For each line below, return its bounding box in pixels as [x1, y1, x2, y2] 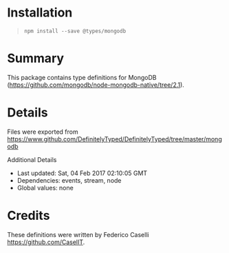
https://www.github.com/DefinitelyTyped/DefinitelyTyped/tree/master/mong [7, 134, 222, 143]
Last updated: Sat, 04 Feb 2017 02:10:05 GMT [17, 169, 148, 177]
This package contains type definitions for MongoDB [7, 73, 157, 81]
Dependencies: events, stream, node [17, 176, 122, 184]
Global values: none [17, 183, 74, 192]
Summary [7, 50, 64, 66]
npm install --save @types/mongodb [23, 28, 127, 34]
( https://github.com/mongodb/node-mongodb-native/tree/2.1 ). [7, 81, 184, 89]
